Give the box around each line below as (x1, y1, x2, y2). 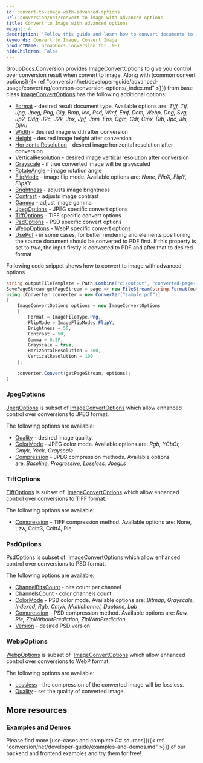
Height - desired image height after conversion (14, 134, 132, 142)
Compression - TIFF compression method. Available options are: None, (14, 518, 192, 526)
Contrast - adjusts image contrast (14, 192, 99, 200)
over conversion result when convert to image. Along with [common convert (6, 71, 196, 79)
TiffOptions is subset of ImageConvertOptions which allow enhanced (6, 489, 179, 496)
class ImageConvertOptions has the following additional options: (6, 90, 167, 97)
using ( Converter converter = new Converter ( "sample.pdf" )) (6, 291, 161, 297)
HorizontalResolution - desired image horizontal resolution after (14, 140, 173, 148)
